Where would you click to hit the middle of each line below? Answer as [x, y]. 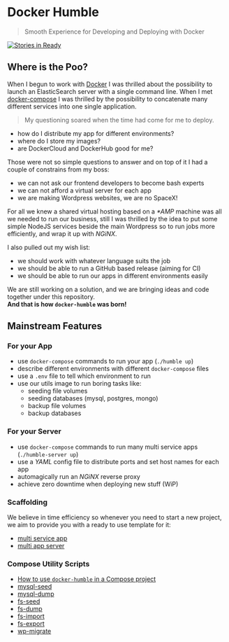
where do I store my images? [59, 141]
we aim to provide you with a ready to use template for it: [89, 525]
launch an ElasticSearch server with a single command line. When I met [110, 91]
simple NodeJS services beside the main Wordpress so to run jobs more [111, 226]
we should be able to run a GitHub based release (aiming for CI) [109, 268]
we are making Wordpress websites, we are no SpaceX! [97, 197]
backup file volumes [57, 406]
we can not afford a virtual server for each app [84, 190]
